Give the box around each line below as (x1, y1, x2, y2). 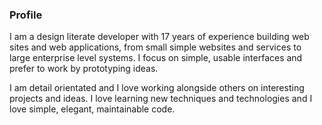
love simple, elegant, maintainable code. (9, 103, 176, 115)
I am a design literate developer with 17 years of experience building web (9, 31, 310, 43)
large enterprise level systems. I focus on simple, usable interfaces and (9, 52, 303, 64)
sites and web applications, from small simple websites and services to (9, 41, 302, 53)
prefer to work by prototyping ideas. (9, 63, 159, 75)
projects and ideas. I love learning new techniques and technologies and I (9, 93, 313, 105)
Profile (9, 8, 43, 22)
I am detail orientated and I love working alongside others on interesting (9, 82, 305, 94)
